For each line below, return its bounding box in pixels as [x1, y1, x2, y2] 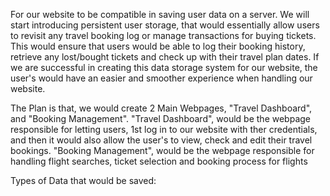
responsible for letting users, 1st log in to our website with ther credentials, [10, 124, 318, 135]
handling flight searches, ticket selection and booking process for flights [10, 155, 308, 167]
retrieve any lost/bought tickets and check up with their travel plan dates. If [10, 51, 320, 63]
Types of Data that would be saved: [10, 175, 157, 186]
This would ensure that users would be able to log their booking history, [10, 40, 306, 52]
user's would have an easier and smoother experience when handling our [10, 72, 313, 84]
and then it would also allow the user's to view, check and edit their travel [10, 134, 313, 146]
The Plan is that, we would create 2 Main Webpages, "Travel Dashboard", [10, 102, 313, 114]
